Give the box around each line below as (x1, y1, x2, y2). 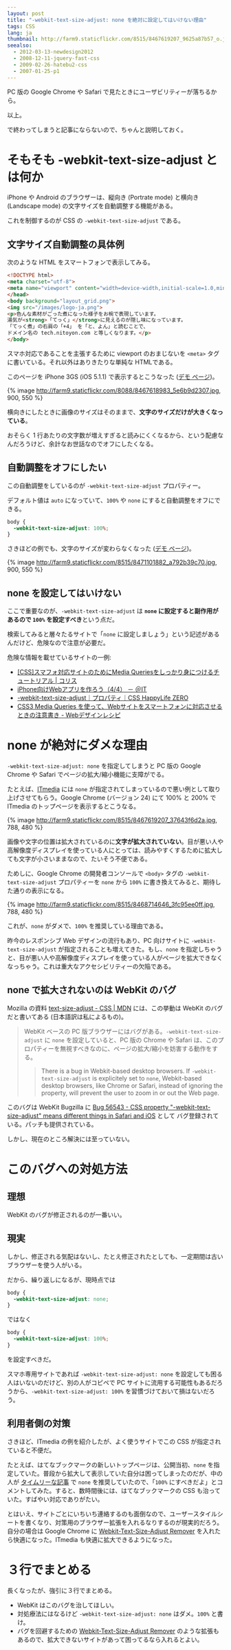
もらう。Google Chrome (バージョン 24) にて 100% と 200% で (36, 793, 217, 802)
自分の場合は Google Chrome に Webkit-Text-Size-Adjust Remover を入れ (7, 1527, 215, 1535)
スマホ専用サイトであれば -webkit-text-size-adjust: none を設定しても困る (7, 1370, 223, 1378)
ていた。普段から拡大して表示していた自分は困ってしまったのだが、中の (19, 1469, 223, 1477)
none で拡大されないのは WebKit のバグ (7, 984, 177, 996)
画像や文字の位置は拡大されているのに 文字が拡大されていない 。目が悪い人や (7, 837, 224, 846)
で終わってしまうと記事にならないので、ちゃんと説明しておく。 (7, 125, 187, 134)
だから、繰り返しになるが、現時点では (7, 1275, 115, 1284)
